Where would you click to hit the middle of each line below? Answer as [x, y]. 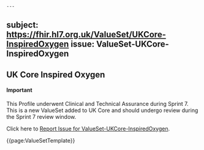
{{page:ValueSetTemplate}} [41, 140]
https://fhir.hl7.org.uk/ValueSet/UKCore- [86, 35]
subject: [22, 25]
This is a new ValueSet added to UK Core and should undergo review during [102, 110]
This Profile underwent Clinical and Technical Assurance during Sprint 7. [97, 103]
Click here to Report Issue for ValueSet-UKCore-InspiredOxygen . [88, 129]
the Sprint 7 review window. [41, 116]
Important [19, 90]
